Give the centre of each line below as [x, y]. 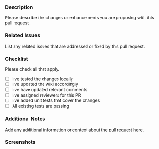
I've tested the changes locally [43, 79]
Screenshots [20, 142]
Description [19, 7]
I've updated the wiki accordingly [45, 84]
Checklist [16, 59]
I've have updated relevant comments [50, 90]
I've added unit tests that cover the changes [56, 100]
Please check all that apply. [32, 69]
